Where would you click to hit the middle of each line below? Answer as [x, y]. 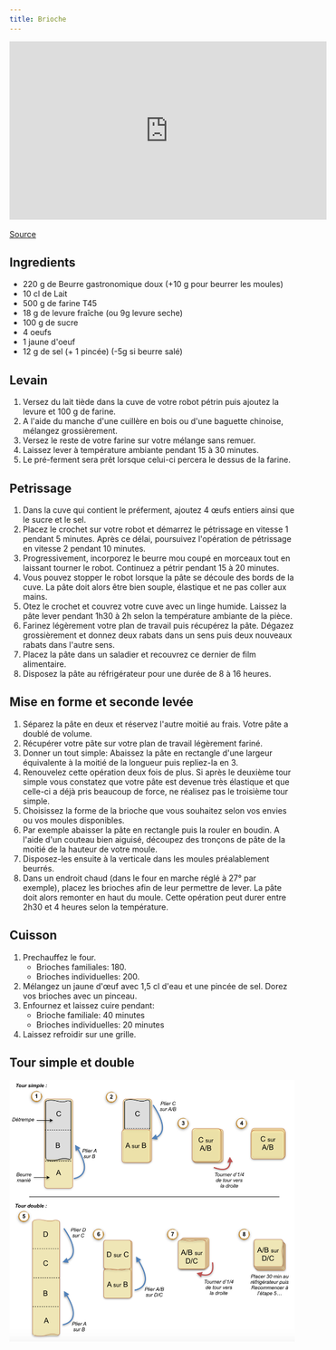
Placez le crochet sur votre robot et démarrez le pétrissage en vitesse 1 [155, 529]
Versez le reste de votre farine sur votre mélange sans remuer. [139, 440]
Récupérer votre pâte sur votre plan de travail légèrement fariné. [142, 743]
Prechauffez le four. [59, 957]
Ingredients [43, 263]
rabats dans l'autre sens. [68, 645]
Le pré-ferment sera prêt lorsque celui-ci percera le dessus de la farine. [157, 460]
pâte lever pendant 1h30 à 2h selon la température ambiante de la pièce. [157, 616]
